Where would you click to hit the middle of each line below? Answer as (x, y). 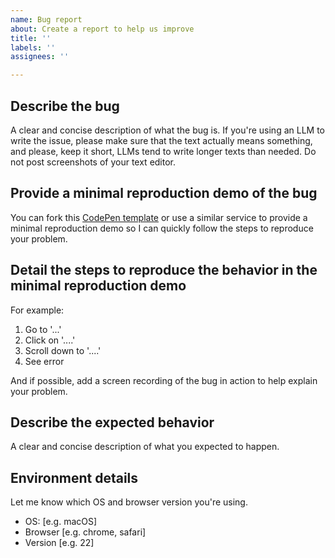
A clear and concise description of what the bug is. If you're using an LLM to (167, 130)
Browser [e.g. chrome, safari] (85, 532)
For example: (37, 310)
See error (44, 361)
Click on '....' (50, 340)
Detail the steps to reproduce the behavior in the (164, 270)
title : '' (31, 38)
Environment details (74, 477)
